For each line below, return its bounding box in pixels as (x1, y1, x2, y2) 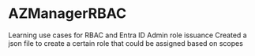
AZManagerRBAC (8, 5, 127, 23)
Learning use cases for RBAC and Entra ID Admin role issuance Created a (8, 30, 247, 40)
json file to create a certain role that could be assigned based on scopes (8, 38, 243, 47)
